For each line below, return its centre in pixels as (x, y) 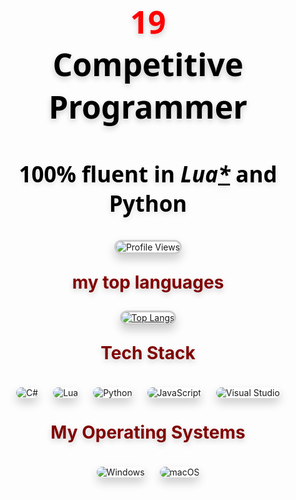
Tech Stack (148, 353)
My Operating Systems (148, 432)
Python (148, 203)
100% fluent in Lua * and (148, 174)
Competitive (148, 64)
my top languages (148, 282)
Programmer (148, 106)
